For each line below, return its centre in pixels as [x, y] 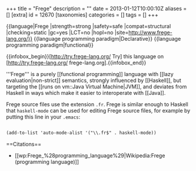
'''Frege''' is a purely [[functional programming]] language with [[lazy [90, 74]
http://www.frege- [150, 32]
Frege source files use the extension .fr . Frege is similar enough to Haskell [97, 104]
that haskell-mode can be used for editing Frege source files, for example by [98, 111]
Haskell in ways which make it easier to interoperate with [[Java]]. [86, 93]
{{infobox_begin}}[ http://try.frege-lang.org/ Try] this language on [85, 56]
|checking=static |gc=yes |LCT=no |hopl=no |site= [67, 32]
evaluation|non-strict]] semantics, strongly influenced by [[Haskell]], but [94, 80]
